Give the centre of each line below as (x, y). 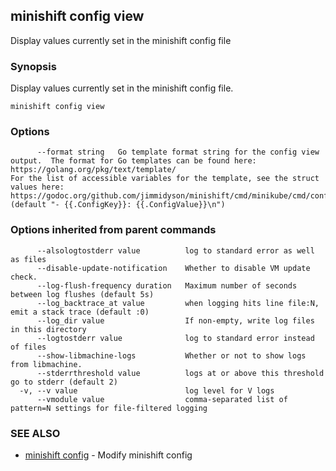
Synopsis (33, 66)
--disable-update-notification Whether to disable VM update (173, 268)
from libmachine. (46, 364)
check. (24, 277)
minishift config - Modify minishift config (108, 455)
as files (28, 259)
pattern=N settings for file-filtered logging (109, 408)
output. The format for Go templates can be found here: (133, 161)
